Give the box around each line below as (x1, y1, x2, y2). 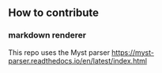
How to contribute (8, 6, 100, 20)
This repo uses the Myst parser (8, 47, 111, 57)
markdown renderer (8, 30, 87, 41)
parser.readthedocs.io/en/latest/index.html (8, 56, 148, 65)
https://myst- (111, 47, 154, 57)
